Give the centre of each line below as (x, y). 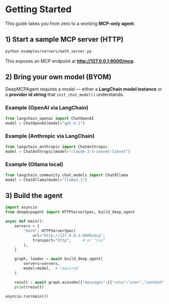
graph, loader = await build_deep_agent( (59, 259)
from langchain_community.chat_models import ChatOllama (67, 175)
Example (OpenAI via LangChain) (47, 108)
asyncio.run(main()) (27, 296)
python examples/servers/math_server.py (49, 51)
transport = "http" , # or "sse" (69, 240)
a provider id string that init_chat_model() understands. (65, 95)
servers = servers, (42, 264)
